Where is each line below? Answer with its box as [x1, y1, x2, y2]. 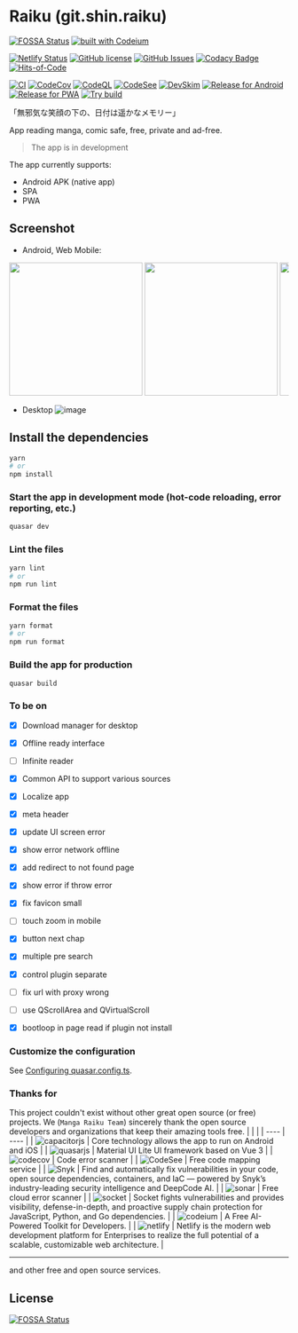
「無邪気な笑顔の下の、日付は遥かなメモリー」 [9, 106, 180, 117]
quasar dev [9, 522, 50, 532]
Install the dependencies [9, 430, 149, 446]
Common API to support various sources [21, 773, 171, 784]
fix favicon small [21, 898, 82, 909]
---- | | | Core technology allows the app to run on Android [9, 1136, 274, 1147]
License [9, 1290, 54, 1305]
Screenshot [9, 221, 75, 236]
